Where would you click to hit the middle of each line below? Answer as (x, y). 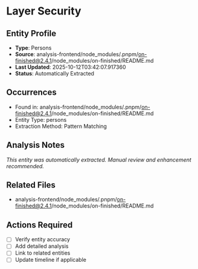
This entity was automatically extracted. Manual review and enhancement (99, 160)
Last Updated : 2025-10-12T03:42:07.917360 (70, 67)
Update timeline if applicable (50, 260)
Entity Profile (31, 33)
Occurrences (31, 93)
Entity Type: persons (41, 119)
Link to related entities (43, 253)
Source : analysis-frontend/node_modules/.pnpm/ (77, 54)
